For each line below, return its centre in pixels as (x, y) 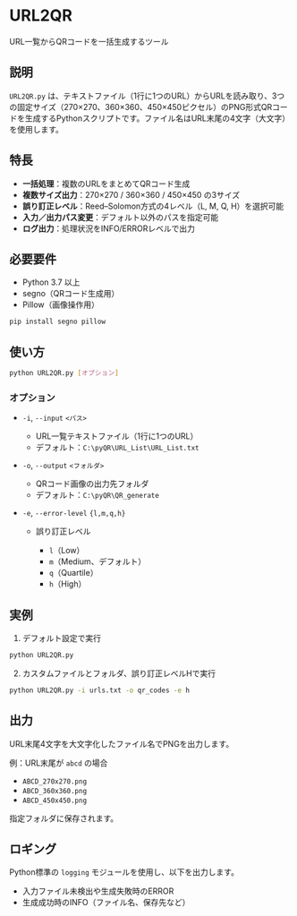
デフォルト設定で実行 (61, 638)
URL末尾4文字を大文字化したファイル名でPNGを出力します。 (122, 743)
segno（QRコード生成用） (71, 294)
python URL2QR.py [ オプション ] (64, 373)
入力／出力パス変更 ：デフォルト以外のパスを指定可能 (120, 217)
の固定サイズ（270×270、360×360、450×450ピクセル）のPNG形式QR (141, 107)
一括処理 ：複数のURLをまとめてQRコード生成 (106, 184)
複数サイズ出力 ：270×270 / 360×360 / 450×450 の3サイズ (131, 194)
